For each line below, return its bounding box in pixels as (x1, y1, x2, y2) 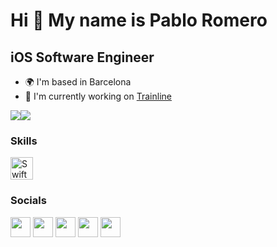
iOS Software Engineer (10, 49, 155, 66)
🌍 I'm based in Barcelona (24, 76, 132, 88)
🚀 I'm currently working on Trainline (24, 90, 172, 102)
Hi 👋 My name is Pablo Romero (10, 9, 268, 32)
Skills (10, 134, 38, 148)
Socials (10, 194, 47, 208)
